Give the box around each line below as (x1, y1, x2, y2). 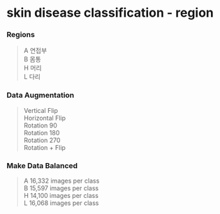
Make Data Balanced (6, 160, 78, 170)
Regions (6, 30, 36, 40)
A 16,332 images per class (23, 176, 100, 185)
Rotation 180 (23, 128, 60, 137)
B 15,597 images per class (23, 184, 99, 192)
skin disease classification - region (6, 5, 214, 21)
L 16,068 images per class (23, 199, 99, 207)
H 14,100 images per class (23, 192, 99, 200)
